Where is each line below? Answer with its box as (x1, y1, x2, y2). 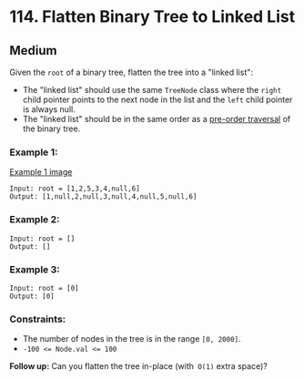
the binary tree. (22, 123, 81, 134)
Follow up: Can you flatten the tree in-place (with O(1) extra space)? (9, 361, 269, 372)
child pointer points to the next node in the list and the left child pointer (22, 94, 293, 105)
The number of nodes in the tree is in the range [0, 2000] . (22, 334, 241, 344)
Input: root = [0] (9, 283, 79, 293)
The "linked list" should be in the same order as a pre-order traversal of (22, 114, 291, 124)
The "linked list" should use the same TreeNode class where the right (22, 85, 282, 95)
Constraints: (9, 313, 66, 325)
